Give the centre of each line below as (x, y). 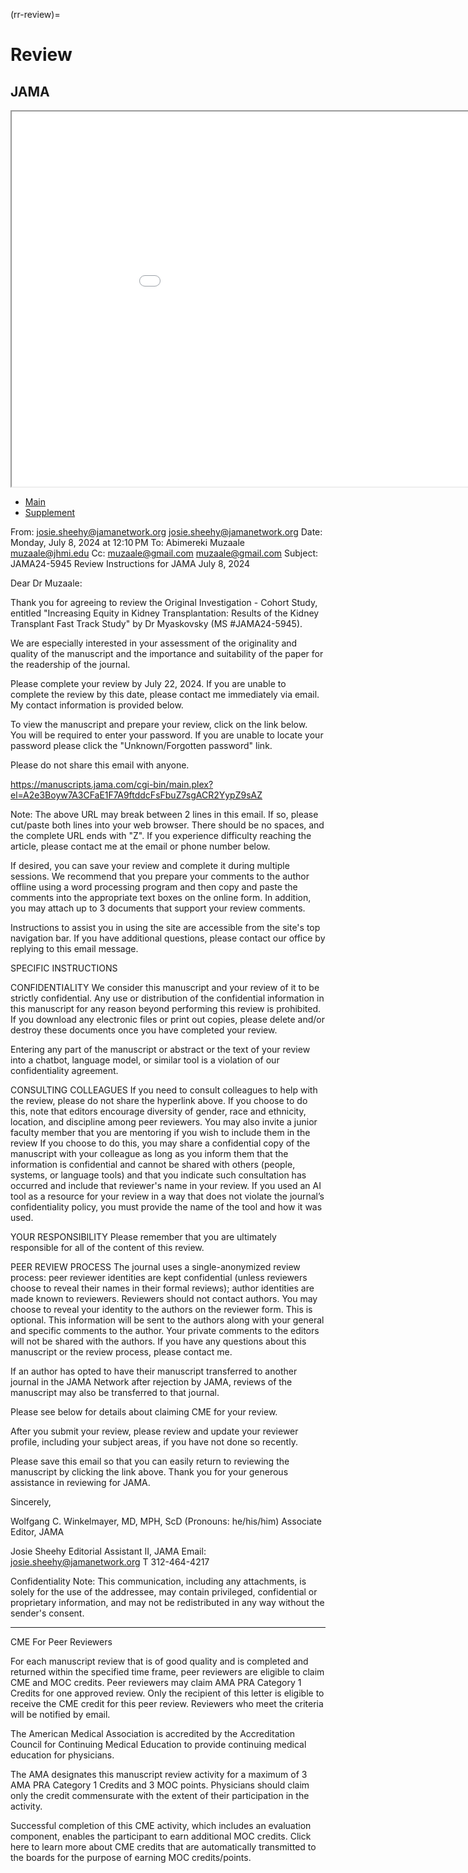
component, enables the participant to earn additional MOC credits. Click (161, 1836)
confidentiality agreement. (64, 1070)
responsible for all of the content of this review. (107, 1247)
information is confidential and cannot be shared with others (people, (153, 1164)
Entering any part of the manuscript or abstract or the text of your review (160, 1049)
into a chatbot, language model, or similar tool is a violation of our (145, 1060)
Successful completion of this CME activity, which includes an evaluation (161, 1825)
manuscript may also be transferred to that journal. (115, 1392)
